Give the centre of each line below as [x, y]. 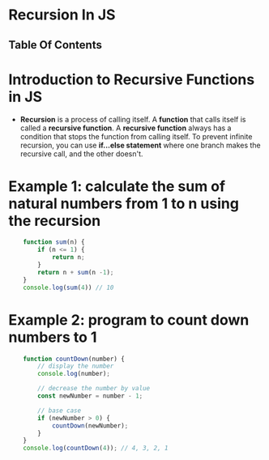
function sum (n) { [54, 242]
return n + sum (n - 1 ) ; [76, 272]
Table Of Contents [56, 45]
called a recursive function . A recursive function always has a [126, 128]
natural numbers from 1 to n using [124, 203]
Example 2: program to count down [129, 319]
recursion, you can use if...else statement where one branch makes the [140, 145]
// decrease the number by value [94, 389]
